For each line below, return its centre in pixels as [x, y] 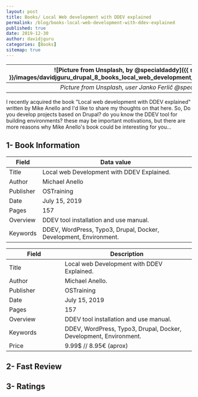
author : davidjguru [30, 39]
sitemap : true [24, 50]
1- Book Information [43, 145]
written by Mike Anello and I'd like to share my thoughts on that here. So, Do [98, 108]
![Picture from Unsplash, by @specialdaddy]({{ [121, 70]
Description [127, 254]
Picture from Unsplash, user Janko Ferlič [116, 87]
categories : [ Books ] [32, 45]
